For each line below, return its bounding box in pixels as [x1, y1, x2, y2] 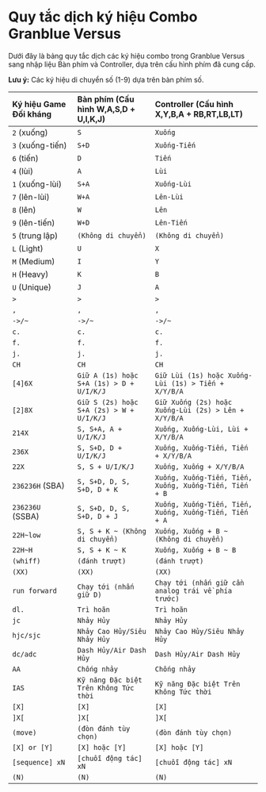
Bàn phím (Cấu [77, 94, 135, 105]
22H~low [12, 530, 41, 540]
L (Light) [12, 243, 44, 254]
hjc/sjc [12, 631, 41, 640]
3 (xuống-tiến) [12, 140, 67, 151]
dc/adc [12, 649, 37, 659]
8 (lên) [12, 204, 36, 215]
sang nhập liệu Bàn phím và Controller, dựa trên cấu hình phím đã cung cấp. [8, 60, 256, 69]
